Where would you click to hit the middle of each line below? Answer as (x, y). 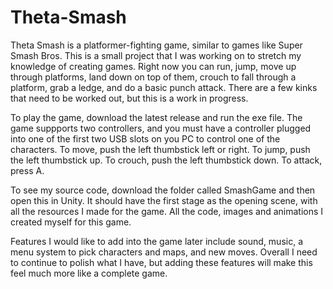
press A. (27, 170)
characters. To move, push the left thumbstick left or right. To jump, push (160, 149)
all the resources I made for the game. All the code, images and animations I (167, 211)
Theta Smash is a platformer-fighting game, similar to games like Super (156, 45)
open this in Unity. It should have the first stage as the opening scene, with (164, 200)
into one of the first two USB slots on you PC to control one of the (145, 138)
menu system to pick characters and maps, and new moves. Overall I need (164, 252)
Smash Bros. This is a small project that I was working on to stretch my (156, 55)
